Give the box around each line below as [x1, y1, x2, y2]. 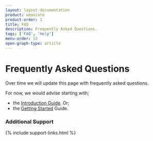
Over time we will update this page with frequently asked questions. [5, 80, 149, 86]
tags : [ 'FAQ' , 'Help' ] [5, 31, 54, 36]
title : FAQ [5, 22, 29, 27]
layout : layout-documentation [5, 7, 70, 13]
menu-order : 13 [5, 36, 38, 42]
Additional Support [5, 118, 54, 125]
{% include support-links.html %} [5, 129, 76, 136]
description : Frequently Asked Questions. [5, 27, 98, 32]
